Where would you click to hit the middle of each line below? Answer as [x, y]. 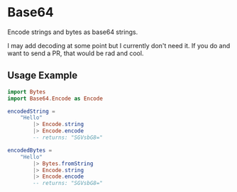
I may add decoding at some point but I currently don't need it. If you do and [119, 45]
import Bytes [27, 92]
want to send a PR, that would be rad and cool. [76, 53]
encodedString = [31, 111]
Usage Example [43, 75]
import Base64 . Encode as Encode [55, 98]
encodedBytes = [30, 150]
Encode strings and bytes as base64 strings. [73, 32]
